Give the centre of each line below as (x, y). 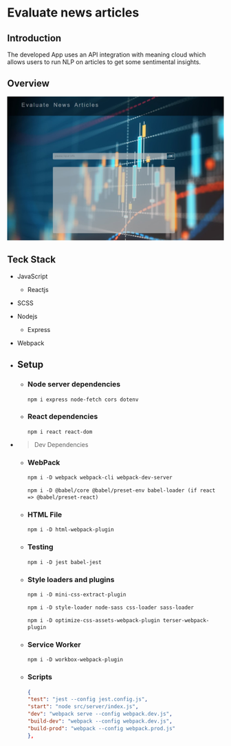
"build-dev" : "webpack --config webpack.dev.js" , (100, 721)
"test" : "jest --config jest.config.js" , (87, 700)
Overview (29, 84)
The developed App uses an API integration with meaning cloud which (107, 54)
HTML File (45, 515)
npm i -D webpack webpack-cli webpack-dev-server (100, 478)
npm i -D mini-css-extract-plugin (77, 594)
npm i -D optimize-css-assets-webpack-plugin (93, 620)
